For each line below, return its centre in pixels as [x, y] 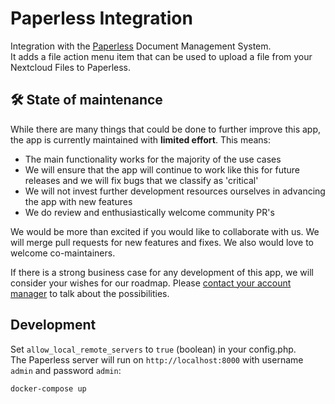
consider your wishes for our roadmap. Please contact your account [151, 283]
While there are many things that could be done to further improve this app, [166, 129]
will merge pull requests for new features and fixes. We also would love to [162, 242]
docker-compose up [48, 388]
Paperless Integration [101, 18]
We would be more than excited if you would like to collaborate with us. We [165, 231]
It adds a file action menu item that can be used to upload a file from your [161, 56]
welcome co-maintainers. [63, 253]
